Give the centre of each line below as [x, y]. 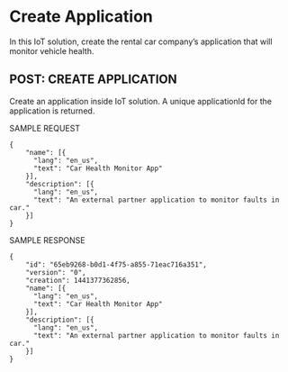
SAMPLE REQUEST [45, 128]
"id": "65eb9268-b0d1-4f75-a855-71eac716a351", [116, 264]
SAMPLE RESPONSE [47, 240]
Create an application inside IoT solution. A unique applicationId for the [141, 101]
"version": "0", [56, 272]
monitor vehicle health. [52, 50]
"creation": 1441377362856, [78, 280]
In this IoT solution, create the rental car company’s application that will [141, 41]
